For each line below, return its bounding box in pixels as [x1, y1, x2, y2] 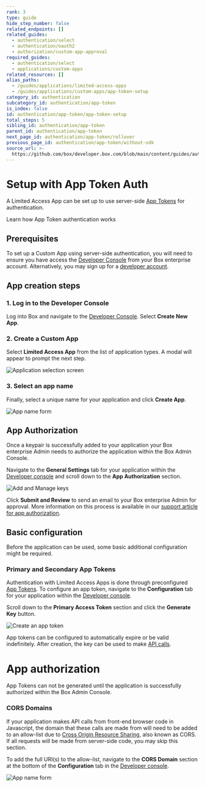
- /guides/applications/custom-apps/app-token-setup [12, 89, 149, 95]
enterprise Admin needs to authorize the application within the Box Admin [6, 448, 192, 455]
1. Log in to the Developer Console [6, 299, 109, 307]
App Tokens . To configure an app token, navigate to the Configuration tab [6, 585, 193, 593]
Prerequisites [6, 233, 59, 244]
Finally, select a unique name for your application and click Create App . [6, 395, 187, 403]
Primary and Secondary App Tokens [6, 565, 116, 574]
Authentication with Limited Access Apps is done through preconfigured [6, 579, 188, 587]
